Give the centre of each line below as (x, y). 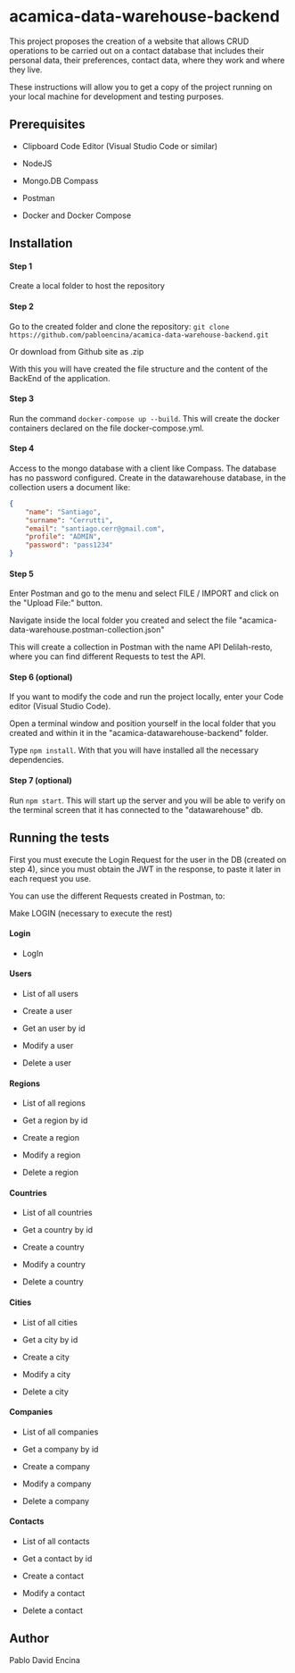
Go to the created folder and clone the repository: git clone (119, 326)
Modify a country (54, 1265)
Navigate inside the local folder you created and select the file (123, 620)
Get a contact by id (57, 1558)
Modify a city (46, 1374)
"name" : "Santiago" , (63, 512)
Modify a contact (53, 1593)
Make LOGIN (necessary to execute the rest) (91, 913)
